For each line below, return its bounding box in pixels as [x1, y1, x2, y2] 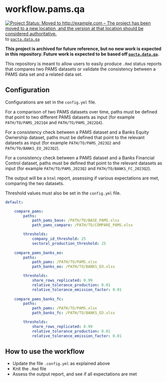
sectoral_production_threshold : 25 [31, 241, 106, 246]
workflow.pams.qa [5, 3, 85, 15]
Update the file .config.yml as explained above [12, 360, 110, 366]
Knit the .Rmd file [12, 366, 46, 372]
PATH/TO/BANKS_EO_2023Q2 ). [5, 145, 60, 151]
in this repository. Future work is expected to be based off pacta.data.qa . [5, 51, 159, 57]
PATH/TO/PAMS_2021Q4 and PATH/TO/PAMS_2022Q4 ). [5, 119, 103, 125]
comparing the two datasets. [5, 180, 64, 186]
